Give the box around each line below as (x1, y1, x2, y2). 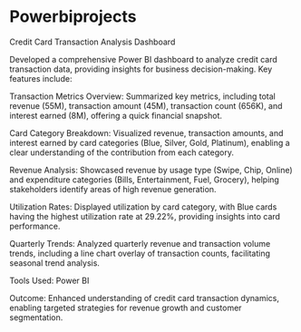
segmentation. (9, 311, 63, 323)
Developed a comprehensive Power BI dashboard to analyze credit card (9, 54, 278, 64)
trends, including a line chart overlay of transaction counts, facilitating (9, 248, 270, 259)
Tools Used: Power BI (9, 275, 90, 286)
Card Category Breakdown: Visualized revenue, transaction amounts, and (9, 127, 284, 138)
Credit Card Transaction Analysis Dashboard (9, 36, 176, 47)
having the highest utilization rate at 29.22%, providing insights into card (9, 210, 281, 221)
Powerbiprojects (9, 6, 137, 27)
